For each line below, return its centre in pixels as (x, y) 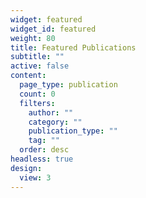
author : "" (51, 112)
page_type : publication (68, 85)
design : (26, 168)
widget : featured (46, 19)
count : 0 (37, 94)
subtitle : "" (37, 57)
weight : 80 (33, 38)
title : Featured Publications (73, 47)
